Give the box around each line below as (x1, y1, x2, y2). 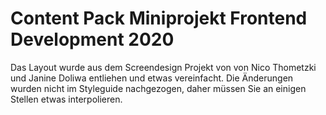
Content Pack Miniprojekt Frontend (10, 7, 308, 30)
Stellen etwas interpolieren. (10, 93, 123, 105)
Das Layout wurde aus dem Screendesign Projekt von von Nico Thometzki (10, 61, 317, 73)
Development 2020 (10, 28, 175, 51)
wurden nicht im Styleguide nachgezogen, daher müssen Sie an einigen (10, 82, 307, 94)
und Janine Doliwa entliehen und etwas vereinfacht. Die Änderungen (10, 72, 294, 84)
